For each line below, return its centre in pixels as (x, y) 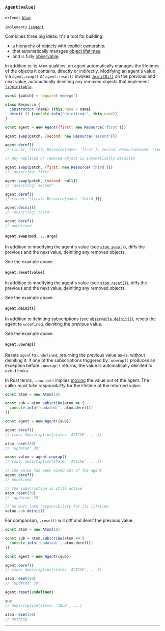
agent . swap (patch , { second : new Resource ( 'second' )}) (61, 136)
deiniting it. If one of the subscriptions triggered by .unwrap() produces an (80, 360)
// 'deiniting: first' (28, 172)
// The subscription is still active (44, 488)
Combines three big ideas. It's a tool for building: (55, 36)
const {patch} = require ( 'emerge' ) (41, 96)
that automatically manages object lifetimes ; (57, 51)
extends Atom (18, 18)
